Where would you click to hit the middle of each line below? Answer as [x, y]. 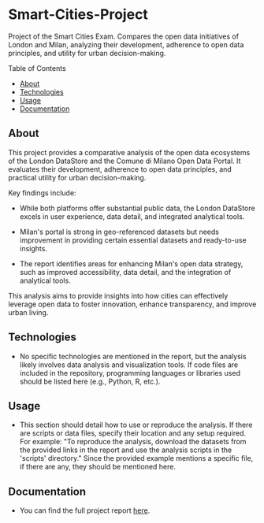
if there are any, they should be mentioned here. [97, 467]
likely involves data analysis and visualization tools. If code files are [129, 365]
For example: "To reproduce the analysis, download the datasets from [133, 442]
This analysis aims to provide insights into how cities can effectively [118, 295]
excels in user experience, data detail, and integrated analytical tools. [132, 216]
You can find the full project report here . [85, 510]
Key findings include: [42, 193]
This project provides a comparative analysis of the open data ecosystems [129, 152]
